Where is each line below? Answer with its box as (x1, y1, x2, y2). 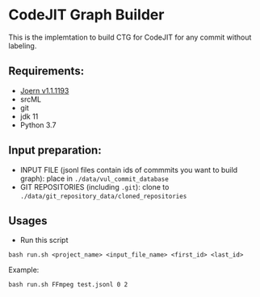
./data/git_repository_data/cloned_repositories (19, 192, 187, 200)
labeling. (8, 40, 37, 50)
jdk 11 (19, 111, 39, 121)
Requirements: (8, 65, 85, 78)
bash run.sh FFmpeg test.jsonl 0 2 (8, 281, 128, 289)
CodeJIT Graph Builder (8, 6, 165, 24)
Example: (8, 265, 40, 275)
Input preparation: (8, 144, 103, 157)
